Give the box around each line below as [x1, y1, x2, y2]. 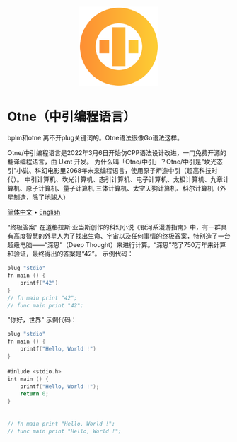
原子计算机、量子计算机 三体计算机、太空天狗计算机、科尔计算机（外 [25, 184, 226, 193]
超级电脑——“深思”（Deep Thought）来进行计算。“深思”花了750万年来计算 [7, 241, 226, 249]
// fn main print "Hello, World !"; [7, 420, 115, 427]
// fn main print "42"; [7, 294, 78, 302]
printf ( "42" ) [20, 279, 59, 286]
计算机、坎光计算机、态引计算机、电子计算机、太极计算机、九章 [36, 175, 223, 183]
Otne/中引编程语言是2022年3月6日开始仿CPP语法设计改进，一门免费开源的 [7, 149, 226, 157]
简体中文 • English [7, 208, 61, 217]
